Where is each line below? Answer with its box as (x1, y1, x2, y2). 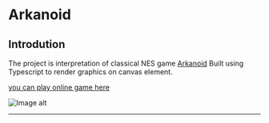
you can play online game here (8, 82, 110, 92)
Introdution (8, 38, 66, 51)
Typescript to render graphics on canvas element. (8, 67, 174, 77)
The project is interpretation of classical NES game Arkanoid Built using (8, 58, 244, 68)
